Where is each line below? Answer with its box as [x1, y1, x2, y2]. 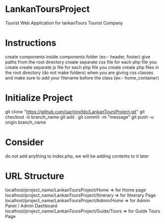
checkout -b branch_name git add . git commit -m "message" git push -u [5, 114, 154, 120]
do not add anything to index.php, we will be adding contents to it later [5, 153, 149, 159]
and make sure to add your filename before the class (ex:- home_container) [5, 75, 160, 80]
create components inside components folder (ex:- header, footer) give [5, 54, 151, 60]
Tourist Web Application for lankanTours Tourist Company [5, 20, 123, 26]
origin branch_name [5, 119, 46, 125]
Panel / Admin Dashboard [5, 203, 57, 209]
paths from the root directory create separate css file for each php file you [5, 59, 157, 65]
